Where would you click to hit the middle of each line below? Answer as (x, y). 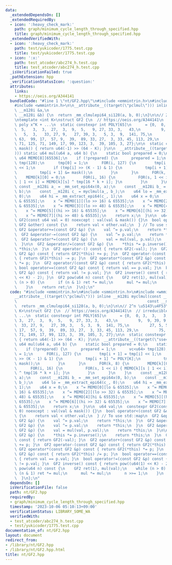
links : (21, 91)
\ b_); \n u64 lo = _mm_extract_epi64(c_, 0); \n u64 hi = (83, 383)
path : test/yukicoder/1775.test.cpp (54, 48)
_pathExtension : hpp (32, 77)
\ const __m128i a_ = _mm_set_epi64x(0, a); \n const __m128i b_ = (90, 187)
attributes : (23, 86)
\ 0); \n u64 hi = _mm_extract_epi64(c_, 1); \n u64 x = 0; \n (87, 196)
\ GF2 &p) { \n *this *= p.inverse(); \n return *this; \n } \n (88, 435)
